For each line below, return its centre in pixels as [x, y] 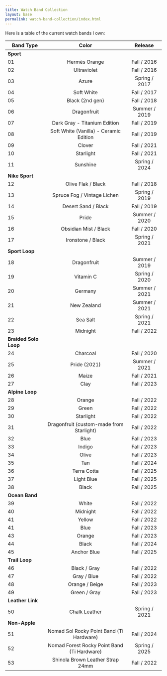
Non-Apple [22, 623]
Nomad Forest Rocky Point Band [85, 646]
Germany [85, 291]
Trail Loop [20, 560]
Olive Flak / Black [85, 184]
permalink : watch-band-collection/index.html [53, 19]
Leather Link [23, 601]
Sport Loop [21, 251]
